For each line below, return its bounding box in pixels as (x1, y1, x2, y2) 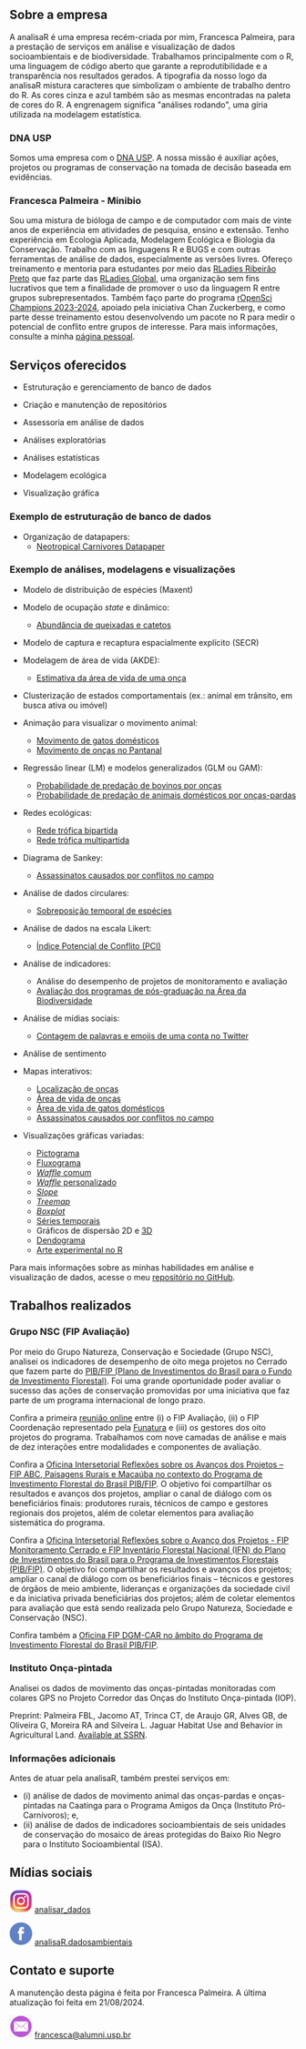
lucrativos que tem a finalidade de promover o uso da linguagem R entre (9, 282, 280, 294)
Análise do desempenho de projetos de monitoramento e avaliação (36, 975, 289, 986)
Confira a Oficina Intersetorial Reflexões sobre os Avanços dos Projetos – (9, 1459, 284, 1470)
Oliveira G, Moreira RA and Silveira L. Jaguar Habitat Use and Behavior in (9, 1719, 283, 1730)
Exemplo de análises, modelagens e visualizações (9, 564, 236, 576)
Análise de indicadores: (22, 958, 111, 969)
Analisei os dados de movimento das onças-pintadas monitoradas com (9, 1682, 276, 1693)
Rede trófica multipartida (36, 834, 130, 845)
